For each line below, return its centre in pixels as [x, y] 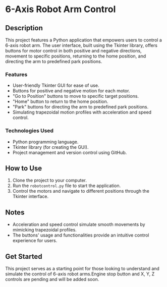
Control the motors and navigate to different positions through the [81, 191]
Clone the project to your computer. [50, 181]
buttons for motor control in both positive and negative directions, [74, 51]
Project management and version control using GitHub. [70, 152]
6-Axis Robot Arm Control [61, 9]
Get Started [24, 256]
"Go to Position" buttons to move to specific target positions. [76, 96]
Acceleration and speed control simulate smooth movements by [79, 224]
